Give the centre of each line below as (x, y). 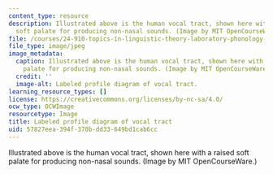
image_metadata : (36, 54)
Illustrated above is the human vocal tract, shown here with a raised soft (129, 152)
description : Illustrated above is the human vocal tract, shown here (130, 24)
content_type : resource (49, 16)
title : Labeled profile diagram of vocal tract (91, 122)
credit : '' (34, 76)
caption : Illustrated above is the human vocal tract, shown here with (140, 62)
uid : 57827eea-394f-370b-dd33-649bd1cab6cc (83, 129)
